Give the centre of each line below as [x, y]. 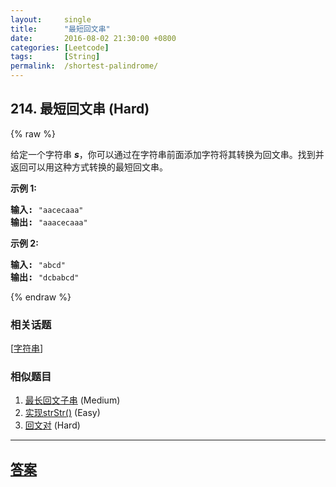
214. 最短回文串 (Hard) [80, 109]
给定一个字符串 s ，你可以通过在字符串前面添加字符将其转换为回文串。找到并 [167, 154]
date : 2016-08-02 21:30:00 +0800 [93, 38]
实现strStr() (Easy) [62, 413]
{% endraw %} [41, 297]
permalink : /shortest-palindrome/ [84, 66]
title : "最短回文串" [60, 29]
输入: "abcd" [38, 264]
